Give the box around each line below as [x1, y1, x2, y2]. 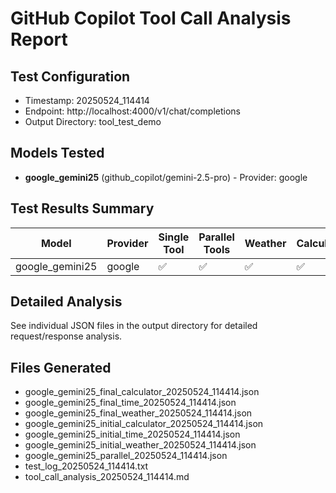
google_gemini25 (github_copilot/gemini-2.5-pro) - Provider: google [24, 171, 308, 183]
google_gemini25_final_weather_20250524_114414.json [24, 407, 253, 419]
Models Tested [10, 145, 105, 162]
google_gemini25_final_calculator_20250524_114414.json [24, 386, 260, 398]
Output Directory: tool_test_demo [24, 116, 162, 127]
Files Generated [10, 359, 112, 376]
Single [158, 230, 190, 244]
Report [10, 28, 68, 51]
